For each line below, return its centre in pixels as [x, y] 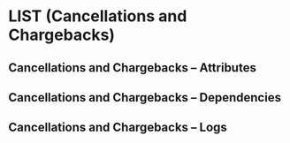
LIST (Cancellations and [98, 16]
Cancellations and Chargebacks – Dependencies [145, 98]
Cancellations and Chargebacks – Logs [118, 128]
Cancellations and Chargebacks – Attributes [133, 68]
